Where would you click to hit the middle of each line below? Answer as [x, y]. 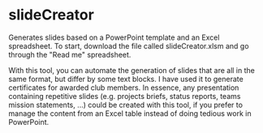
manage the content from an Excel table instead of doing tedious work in [130, 113]
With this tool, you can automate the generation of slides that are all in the [132, 70]
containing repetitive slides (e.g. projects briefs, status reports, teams [125, 96]
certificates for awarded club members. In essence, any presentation [124, 88]
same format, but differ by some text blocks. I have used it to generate [126, 79]
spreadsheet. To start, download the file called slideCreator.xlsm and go [129, 45]
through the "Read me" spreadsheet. [70, 54]
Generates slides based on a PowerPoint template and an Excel [114, 37]
